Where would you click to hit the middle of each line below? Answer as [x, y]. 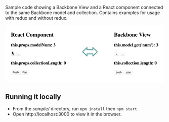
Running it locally [33, 97]
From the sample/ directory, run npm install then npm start [75, 109]
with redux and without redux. [36, 18]
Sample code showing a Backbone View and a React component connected [84, 7]
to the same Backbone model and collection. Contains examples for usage [83, 13]
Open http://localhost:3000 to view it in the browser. [67, 114]
